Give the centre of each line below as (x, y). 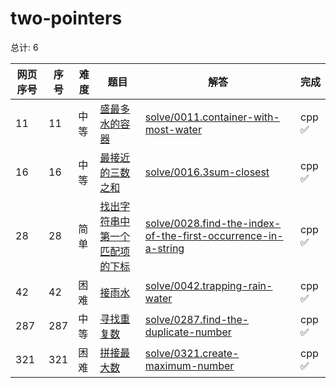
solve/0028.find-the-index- (213, 223)
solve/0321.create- (192, 353)
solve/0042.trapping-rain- (208, 285)
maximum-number (189, 365)
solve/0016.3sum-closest (207, 172)
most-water (173, 129)
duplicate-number (188, 332)
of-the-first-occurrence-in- (214, 235)
